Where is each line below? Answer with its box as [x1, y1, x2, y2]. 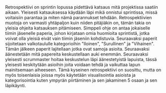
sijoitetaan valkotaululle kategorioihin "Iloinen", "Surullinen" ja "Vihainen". [5, 41, 155, 46]
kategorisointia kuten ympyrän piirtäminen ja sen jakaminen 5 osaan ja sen [5, 77, 158, 83]
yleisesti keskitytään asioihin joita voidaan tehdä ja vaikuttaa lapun [5, 62, 140, 67]
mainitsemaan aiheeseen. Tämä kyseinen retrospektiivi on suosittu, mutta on [5, 67, 162, 73]
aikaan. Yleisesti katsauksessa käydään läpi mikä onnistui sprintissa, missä [5, 9, 158, 15]
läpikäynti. [5, 83, 26, 88]
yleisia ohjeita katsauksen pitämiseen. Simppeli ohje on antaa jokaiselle [5, 25, 150, 31]
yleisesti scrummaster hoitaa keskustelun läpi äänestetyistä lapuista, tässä [5, 57, 157, 62]
